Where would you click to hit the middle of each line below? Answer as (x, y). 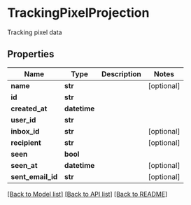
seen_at (24, 165)
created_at (29, 108)
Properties (31, 54)
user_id (23, 120)
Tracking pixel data (35, 32)
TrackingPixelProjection (78, 13)
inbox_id (25, 131)
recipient (26, 143)
